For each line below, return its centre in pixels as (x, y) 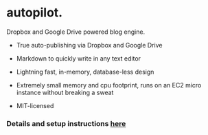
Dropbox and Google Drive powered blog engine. (76, 32)
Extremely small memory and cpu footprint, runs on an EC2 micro (109, 85)
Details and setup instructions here (66, 123)
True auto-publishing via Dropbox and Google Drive (89, 45)
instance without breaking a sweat (65, 92)
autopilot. (35, 13)
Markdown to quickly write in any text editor (79, 58)
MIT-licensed (35, 105)
